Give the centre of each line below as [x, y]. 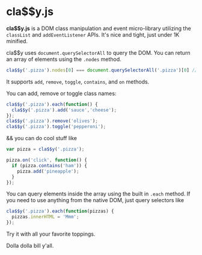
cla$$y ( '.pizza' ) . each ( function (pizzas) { [60, 211]
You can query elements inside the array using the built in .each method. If [98, 194]
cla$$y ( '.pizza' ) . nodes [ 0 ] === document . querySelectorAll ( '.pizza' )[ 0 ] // [102, 70]
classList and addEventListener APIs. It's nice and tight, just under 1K [93, 34]
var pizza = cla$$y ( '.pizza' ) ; [45, 149]
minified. [17, 41]
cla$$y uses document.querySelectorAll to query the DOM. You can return [98, 52]
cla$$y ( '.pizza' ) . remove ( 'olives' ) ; [52, 121]
